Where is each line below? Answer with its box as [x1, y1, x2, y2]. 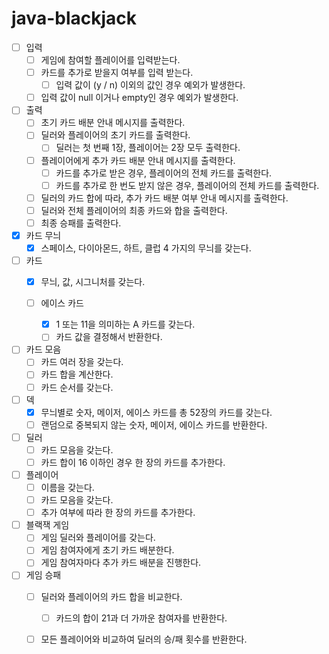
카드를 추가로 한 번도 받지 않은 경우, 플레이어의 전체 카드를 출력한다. [55, 179, 320, 191]
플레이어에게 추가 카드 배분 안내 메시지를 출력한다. [40, 154, 236, 166]
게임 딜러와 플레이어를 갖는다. [40, 532, 156, 544]
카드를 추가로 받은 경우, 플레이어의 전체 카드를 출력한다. [55, 167, 273, 179]
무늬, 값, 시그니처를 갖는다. [40, 276, 146, 288]
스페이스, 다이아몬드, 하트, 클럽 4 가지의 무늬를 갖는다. [40, 242, 252, 254]
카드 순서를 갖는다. [40, 381, 114, 393]
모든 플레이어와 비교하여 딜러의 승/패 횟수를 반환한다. [40, 633, 248, 645]
